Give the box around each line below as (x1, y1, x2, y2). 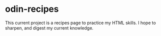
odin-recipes (5, 3, 59, 15)
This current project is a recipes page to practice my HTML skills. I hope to (5, 20, 156, 26)
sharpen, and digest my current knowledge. (5, 25, 94, 31)
